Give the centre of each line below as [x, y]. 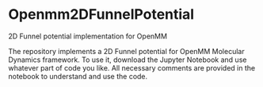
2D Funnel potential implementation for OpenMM [88, 36]
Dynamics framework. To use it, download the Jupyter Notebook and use [128, 60]
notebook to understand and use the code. [78, 76]
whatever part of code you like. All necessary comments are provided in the [132, 67]
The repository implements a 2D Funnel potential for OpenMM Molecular [126, 51]
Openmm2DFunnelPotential [101, 14]
